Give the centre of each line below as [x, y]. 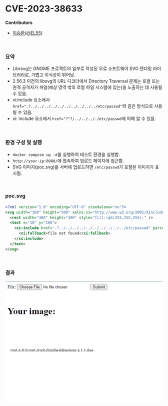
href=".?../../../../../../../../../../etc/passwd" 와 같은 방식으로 [83, 106]
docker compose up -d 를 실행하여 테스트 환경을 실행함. [66, 154]
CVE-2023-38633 [44, 9]
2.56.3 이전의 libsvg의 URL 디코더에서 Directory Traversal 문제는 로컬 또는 [86, 81]
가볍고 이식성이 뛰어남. [53, 75]
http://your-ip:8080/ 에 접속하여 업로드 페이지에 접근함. [68, 160]
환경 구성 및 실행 [23, 142]
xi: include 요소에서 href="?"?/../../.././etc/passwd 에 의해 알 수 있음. [84, 118]
